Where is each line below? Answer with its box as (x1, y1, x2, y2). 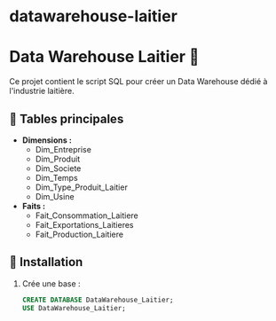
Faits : (21, 200, 46, 211)
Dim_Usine (35, 191, 75, 201)
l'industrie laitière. (9, 86, 75, 97)
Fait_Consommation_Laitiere (35, 210, 139, 221)
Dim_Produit (35, 153, 81, 164)
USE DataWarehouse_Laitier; (21, 303, 126, 312)
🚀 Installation (9, 254, 83, 270)
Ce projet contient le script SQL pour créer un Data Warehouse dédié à (9, 76, 268, 87)
